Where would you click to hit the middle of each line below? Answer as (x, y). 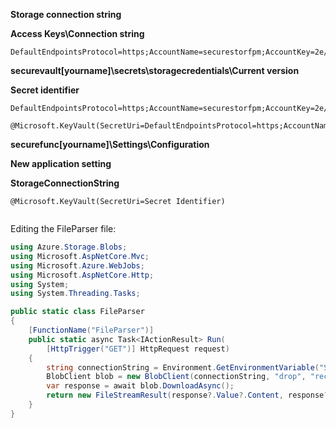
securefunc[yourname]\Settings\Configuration (110, 144)
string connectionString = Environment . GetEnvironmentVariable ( (183, 367)
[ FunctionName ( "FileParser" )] (91, 330)
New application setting (61, 163)
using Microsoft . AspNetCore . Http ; (82, 275)
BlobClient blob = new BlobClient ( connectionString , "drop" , (176, 377)
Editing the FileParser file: (63, 228)
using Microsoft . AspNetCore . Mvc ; (80, 256)
